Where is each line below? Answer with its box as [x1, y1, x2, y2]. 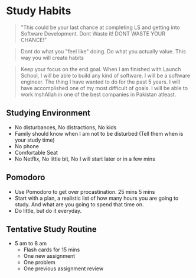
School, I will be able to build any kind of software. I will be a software [20, 72, 191, 79]
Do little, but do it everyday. [14, 207, 82, 214]
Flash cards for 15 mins [23, 246, 80, 253]
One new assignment [23, 253, 76, 260]
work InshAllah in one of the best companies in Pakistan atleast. [20, 91, 177, 98]
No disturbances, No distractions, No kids [14, 123, 117, 131]
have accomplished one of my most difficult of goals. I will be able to [20, 84, 188, 91]
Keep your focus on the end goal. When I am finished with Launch [20, 65, 181, 72]
